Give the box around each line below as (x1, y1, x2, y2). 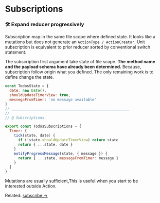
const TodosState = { (5, 84, 49, 88)
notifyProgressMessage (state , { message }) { (14, 151, 108, 156)
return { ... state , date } (18, 142, 73, 147)
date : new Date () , (9, 88, 47, 93)
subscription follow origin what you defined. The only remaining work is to (5, 69, 154, 75)
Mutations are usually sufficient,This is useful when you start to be (5, 178, 138, 184)
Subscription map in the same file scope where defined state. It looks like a (5, 34, 156, 40)
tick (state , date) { (14, 133, 55, 138)
